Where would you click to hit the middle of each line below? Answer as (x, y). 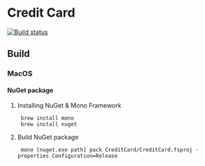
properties (33, 156)
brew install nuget (49, 124)
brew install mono (47, 118)
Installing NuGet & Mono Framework (69, 106)
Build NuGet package (48, 138)
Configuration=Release (85, 156)
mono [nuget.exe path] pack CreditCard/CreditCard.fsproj (107, 150)
